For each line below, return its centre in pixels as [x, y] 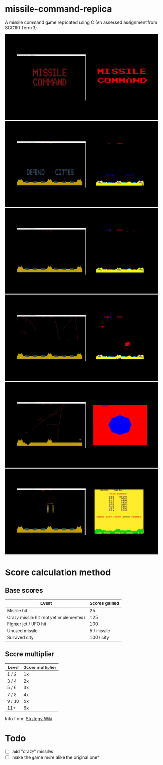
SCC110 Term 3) [21, 27]
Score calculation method [58, 573]
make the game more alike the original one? [56, 757]
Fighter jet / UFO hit [27, 624]
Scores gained [105, 603]
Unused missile [22, 631]
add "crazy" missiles [33, 752]
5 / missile [100, 631]
